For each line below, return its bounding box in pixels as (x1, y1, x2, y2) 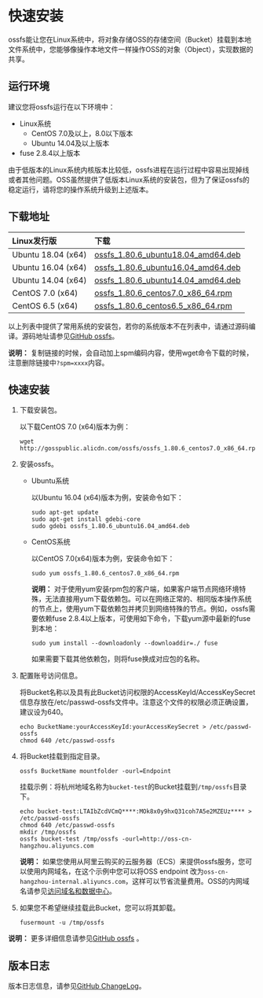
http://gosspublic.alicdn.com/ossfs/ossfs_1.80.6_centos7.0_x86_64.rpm (19, 445, 259, 453)
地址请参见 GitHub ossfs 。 (35, 331, 119, 341)
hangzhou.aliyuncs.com (19, 842, 94, 850)
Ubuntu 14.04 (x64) (12, 275, 87, 286)
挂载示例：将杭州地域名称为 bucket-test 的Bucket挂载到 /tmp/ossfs (19, 782, 233, 792)
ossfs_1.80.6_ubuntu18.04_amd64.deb (93, 249, 241, 260)
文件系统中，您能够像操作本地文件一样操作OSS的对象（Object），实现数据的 (8, 44, 254, 54)
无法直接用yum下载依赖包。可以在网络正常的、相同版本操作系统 (45, 594, 253, 604)
